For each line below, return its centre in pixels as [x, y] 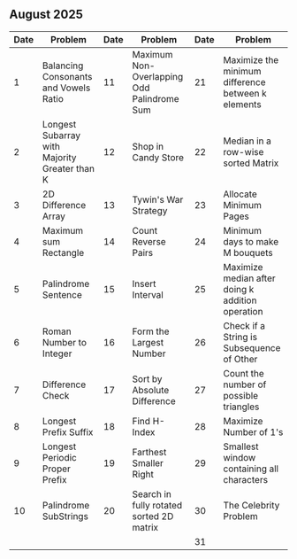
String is [240, 337]
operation [243, 311]
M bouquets [248, 252]
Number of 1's [253, 431]
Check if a [244, 325]
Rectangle [64, 252]
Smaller [148, 462]
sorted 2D [153, 516]
